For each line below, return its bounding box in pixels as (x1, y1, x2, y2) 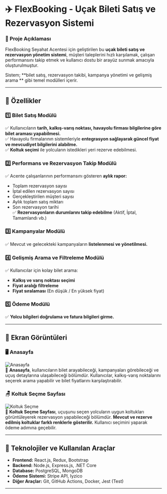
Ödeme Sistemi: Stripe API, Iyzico (12, 473, 83, 479)
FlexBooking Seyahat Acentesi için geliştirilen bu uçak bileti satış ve (5, 46, 145, 52)
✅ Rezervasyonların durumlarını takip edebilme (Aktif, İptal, (12, 209, 137, 215)
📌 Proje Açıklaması (5, 35, 51, 42)
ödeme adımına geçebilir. (5, 425, 57, 431)
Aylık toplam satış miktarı (12, 199, 64, 205)
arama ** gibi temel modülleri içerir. (5, 77, 78, 83)
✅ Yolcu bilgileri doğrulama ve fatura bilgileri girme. (5, 314, 114, 320)
